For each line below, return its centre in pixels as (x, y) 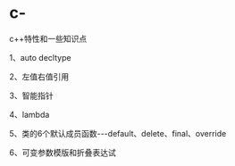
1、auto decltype (40, 57)
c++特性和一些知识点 (48, 38)
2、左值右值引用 (39, 76)
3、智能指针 (31, 95)
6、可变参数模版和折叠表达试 (63, 152)
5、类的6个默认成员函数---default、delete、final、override (118, 133)
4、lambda (29, 114)
